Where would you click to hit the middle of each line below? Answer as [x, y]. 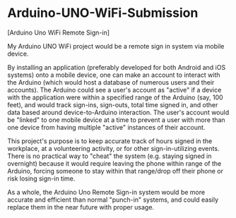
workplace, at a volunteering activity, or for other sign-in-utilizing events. [113, 148]
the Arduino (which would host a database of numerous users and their [111, 82]
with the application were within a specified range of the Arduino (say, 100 [116, 97]
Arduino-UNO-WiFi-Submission [103, 13]
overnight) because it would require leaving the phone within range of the [114, 163]
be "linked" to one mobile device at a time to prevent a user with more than [116, 120]
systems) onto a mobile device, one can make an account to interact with [114, 75]
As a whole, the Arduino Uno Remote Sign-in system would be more [106, 192]
